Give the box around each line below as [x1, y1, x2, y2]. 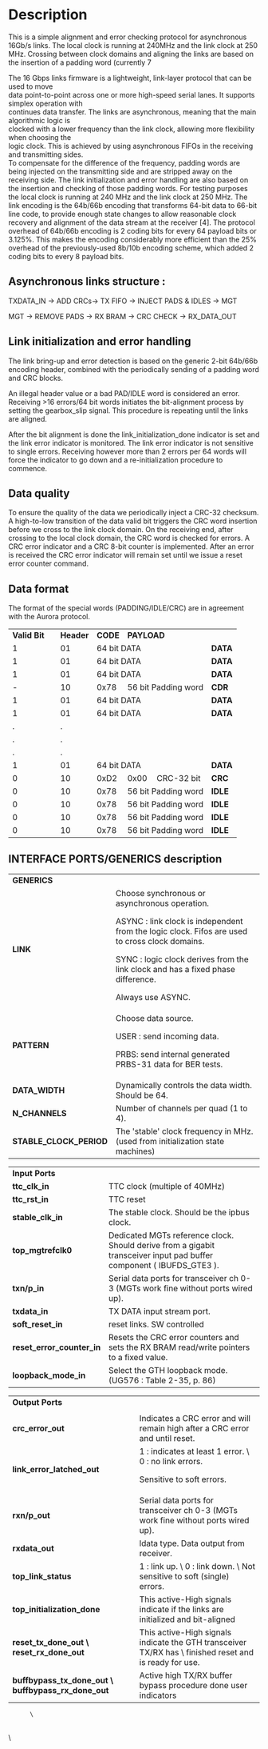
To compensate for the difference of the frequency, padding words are [8, 158, 241, 167]
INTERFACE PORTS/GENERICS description [8, 852, 223, 866]
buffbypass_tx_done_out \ [12, 1675, 114, 1686]
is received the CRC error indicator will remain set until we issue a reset [8, 550, 243, 560]
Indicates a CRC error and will [139, 1413, 251, 1423]
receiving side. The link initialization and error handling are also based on [8, 174, 249, 185]
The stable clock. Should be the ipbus [108, 1207, 250, 1218]
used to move [8, 82, 53, 91]
